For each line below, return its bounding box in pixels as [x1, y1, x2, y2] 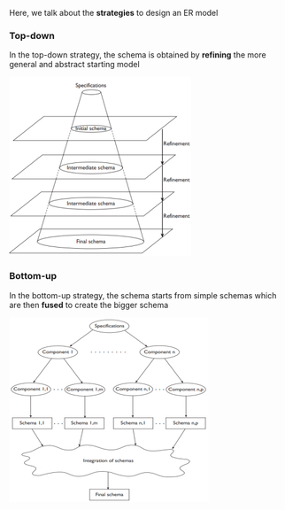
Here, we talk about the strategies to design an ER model [9, 8, 219, 18]
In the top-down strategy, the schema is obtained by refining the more [9, 50, 267, 60]
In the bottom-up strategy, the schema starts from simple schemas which [9, 290, 277, 300]
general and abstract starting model [9, 59, 140, 70]
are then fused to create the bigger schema [9, 299, 169, 310]
